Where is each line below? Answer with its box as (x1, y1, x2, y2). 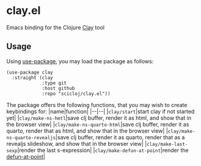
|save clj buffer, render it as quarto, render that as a (55, 133, 185, 140)
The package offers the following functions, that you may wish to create (6, 101, 188, 108)
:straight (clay (12, 74, 53, 81)
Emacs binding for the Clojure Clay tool (6, 24, 105, 31)
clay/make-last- (146, 141, 188, 147)
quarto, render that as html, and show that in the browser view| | (6, 127, 168, 134)
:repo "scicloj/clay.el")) (42, 91, 111, 97)
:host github (42, 85, 75, 91)
